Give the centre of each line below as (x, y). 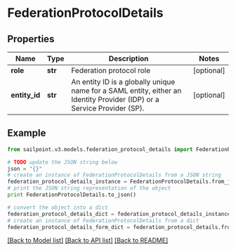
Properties (31, 39)
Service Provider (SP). (108, 108)
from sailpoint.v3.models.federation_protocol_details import (100, 149)
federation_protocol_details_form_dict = (69, 227)
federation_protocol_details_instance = (67, 182)
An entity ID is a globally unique (123, 82)
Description (129, 59)
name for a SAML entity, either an (126, 91)
